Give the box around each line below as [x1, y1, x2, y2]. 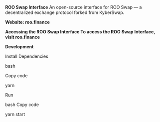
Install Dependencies [5, 53, 48, 59]
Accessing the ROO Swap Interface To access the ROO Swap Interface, [5, 29, 156, 34]
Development [5, 44, 34, 49]
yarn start [5, 112, 25, 117]
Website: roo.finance [5, 19, 50, 25]
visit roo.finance [5, 34, 40, 40]
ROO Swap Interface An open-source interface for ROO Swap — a [5, 4, 142, 10]
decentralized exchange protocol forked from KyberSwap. [5, 9, 125, 15]
